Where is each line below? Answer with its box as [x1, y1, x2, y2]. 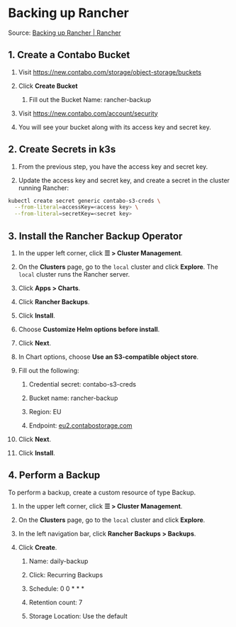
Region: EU [28, 408, 62, 416]
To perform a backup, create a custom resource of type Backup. [8, 488, 196, 496]
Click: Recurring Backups [28, 570, 103, 579]
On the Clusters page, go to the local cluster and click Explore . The [18, 262, 218, 271]
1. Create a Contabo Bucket [8, 49, 130, 61]
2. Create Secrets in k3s [8, 143, 116, 155]
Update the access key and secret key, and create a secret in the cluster [18, 176, 230, 184]
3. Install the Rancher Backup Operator [8, 230, 183, 242]
